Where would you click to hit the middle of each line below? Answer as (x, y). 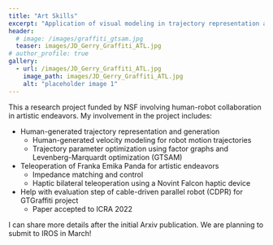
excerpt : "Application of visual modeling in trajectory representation (134, 24)
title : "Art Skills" (43, 16)
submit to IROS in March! (50, 233)
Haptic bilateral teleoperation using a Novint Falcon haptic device (141, 183)
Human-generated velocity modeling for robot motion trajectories (142, 140)
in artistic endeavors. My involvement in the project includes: (110, 115)
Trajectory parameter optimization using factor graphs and (130, 148)
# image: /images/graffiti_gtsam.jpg (80, 39)
